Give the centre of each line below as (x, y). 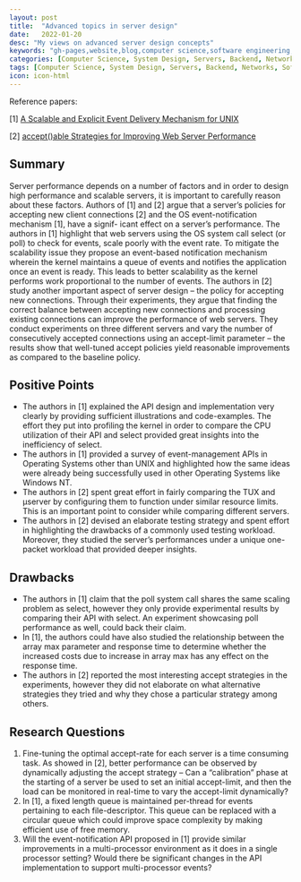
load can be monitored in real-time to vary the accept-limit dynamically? (155, 792)
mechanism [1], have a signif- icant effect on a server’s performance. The (145, 224)
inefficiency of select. (62, 445)
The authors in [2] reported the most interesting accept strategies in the (155, 675)
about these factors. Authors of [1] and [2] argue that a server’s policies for (148, 205)
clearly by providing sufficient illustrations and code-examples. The (146, 416)
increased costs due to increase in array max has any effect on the (145, 656)
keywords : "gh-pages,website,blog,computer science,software (126, 51)
